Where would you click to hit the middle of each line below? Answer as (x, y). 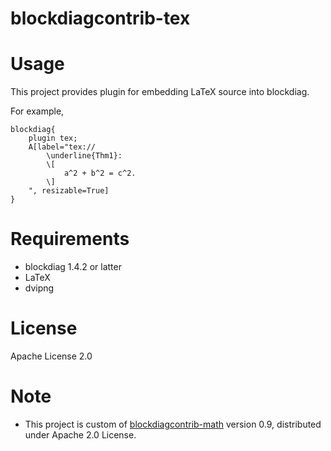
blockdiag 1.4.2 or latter (73, 267)
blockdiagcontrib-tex (100, 18)
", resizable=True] (69, 191)
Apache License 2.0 (51, 356)
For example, (37, 111)
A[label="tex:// (62, 147)
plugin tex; (53, 138)
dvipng (39, 288)
